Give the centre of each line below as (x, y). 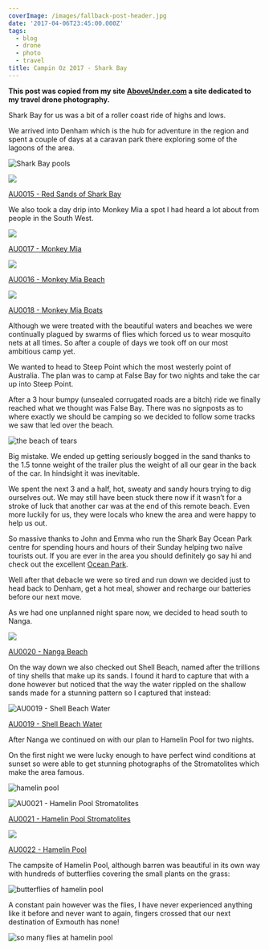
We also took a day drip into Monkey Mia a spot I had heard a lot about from (134, 209)
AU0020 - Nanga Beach (48, 651)
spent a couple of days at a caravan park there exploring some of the (123, 139)
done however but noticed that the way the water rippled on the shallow (127, 684)
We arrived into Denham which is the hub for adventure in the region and (128, 130)
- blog (26, 38)
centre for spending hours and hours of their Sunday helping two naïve (126, 547)
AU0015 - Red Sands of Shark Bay (65, 194)
